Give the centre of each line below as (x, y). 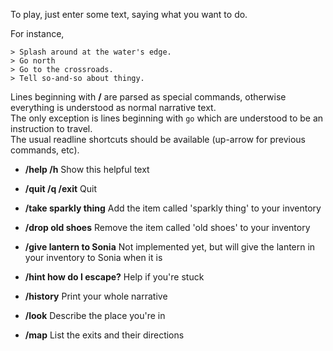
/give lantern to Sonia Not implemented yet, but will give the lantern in (170, 247)
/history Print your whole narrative (96, 296)
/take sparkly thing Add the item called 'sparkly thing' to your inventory (173, 208)
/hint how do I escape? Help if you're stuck (114, 277)
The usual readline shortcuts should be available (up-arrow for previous (158, 139)
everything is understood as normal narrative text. (113, 107)
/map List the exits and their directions (104, 335)
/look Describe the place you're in (95, 315)
